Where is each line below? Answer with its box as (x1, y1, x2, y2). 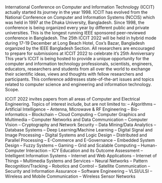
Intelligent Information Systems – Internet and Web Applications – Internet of (5, 153, 157, 158)
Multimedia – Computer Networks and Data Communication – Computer (5, 116, 148, 122)
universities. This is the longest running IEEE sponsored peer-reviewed (5, 30, 146, 35)
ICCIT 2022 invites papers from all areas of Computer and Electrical (5, 96, 140, 101)
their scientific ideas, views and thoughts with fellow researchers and (5, 71, 143, 77)
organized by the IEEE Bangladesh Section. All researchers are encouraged (5, 46, 155, 51)
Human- (141, 143, 157, 148)
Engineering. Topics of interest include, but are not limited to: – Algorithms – (5, 101, 156, 107)
